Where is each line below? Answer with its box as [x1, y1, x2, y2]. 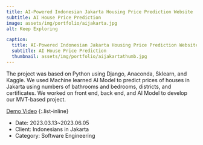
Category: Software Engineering [14, 132, 95, 139]
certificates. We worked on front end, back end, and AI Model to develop [6, 89, 188, 97]
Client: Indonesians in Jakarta [14, 125, 89, 133]
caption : [6, 37, 28, 43]
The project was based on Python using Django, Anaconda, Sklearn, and [6, 70, 187, 77]
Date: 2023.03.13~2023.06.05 [14, 119, 89, 126]
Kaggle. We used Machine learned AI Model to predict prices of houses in [6, 76, 190, 83]
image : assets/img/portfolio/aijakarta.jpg [6, 20, 118, 26]
